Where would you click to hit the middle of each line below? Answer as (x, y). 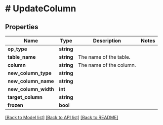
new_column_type (30, 73)
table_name (22, 57)
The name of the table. (104, 57)
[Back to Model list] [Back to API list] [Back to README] (62, 117)
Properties (22, 27)
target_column (25, 97)
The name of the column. (107, 65)
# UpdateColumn (41, 9)
